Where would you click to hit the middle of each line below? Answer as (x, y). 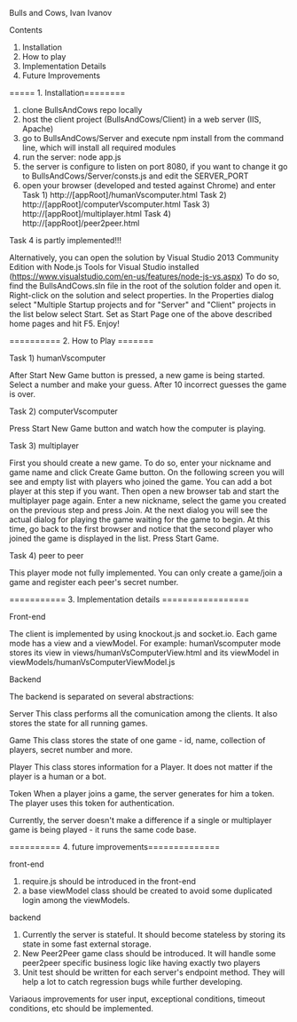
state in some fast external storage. (87, 944)
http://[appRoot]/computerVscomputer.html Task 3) (116, 204)
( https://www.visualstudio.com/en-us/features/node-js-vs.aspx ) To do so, (145, 276)
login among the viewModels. (76, 900)
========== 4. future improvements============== (114, 847)
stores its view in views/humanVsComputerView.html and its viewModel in (144, 653)
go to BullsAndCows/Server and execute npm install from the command (152, 138)
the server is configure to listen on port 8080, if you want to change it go (155, 166)
